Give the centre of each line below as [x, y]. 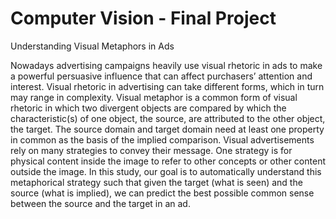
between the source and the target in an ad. [100, 203]
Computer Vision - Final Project [143, 18]
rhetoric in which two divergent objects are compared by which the [148, 108]
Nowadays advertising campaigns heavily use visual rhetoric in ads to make [166, 65]
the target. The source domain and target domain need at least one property [167, 129]
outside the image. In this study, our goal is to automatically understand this [166, 171]
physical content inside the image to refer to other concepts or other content [168, 161]
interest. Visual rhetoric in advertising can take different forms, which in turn [167, 86]
